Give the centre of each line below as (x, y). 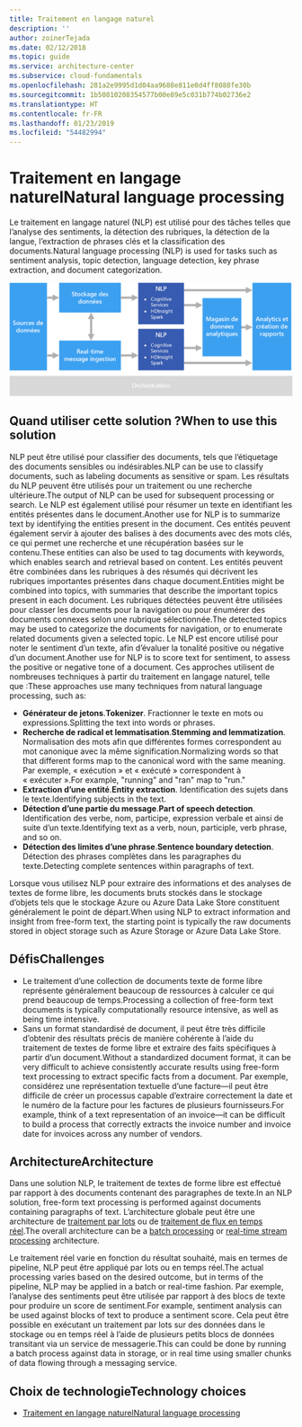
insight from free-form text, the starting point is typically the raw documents (150, 921)
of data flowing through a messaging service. (93, 1363)
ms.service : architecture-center (72, 66)
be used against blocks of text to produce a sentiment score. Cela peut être (149, 1316)
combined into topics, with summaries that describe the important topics (144, 590)
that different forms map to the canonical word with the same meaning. (154, 760)
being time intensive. (61, 1019)
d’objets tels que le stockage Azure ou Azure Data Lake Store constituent (145, 902)
